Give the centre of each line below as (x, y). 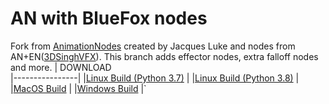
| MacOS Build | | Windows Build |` (78, 88)
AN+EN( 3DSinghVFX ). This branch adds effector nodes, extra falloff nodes (164, 56)
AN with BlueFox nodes (109, 18)
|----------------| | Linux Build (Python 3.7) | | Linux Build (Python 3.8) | (155, 78)
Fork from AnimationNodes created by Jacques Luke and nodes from (153, 46)
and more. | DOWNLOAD (61, 67)
